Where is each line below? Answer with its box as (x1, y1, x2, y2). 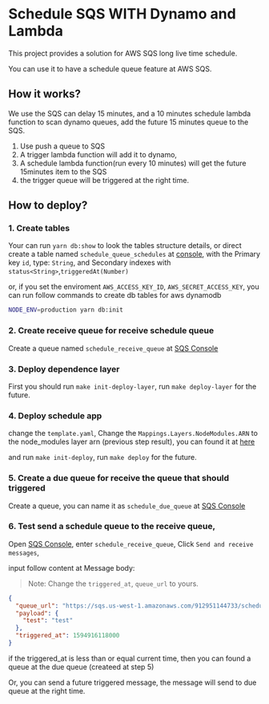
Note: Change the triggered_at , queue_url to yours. (27, 579, 199, 588)
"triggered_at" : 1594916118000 (15, 632, 120, 640)
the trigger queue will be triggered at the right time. (19, 175, 190, 185)
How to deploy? (8, 198, 88, 213)
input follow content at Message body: (8, 563, 135, 572)
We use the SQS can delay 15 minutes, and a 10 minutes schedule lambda (8, 108, 251, 118)
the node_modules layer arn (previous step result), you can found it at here (8, 437, 255, 446)
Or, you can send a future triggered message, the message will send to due (8, 678, 257, 687)
